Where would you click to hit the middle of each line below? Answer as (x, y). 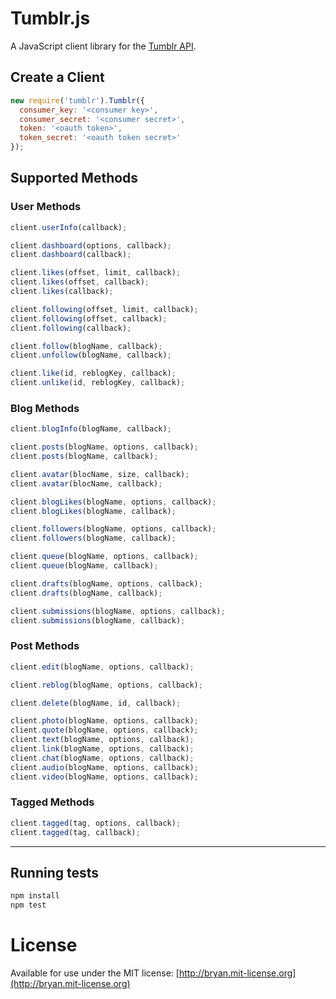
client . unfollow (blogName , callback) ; (91, 355)
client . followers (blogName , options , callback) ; (113, 529)
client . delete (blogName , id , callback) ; (96, 703)
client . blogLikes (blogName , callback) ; (93, 511)
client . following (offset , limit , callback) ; (104, 309)
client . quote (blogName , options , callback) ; (104, 730)
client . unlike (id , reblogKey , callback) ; (98, 383)
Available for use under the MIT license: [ (95, 973)
